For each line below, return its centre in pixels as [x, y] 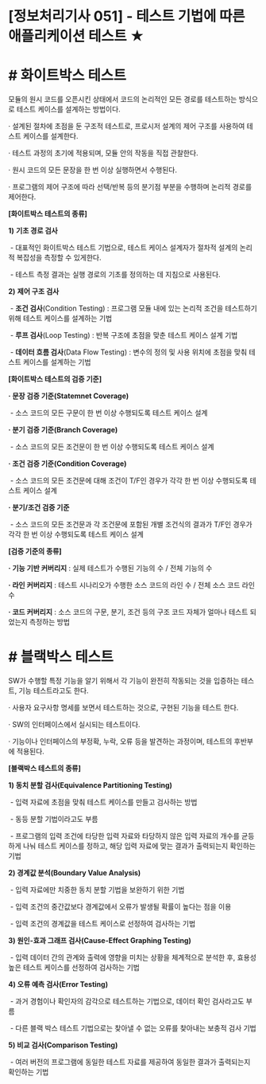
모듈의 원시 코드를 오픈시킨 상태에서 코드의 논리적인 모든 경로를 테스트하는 [123, 100]
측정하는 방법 [49, 622]
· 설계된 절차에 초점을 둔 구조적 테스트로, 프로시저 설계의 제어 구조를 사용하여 [127, 126]
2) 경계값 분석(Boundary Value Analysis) [75, 873]
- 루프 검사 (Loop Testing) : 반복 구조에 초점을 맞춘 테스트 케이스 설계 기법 [124, 335]
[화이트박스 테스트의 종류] [48, 214]
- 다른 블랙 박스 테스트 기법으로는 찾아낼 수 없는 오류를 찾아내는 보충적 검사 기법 [133, 1028]
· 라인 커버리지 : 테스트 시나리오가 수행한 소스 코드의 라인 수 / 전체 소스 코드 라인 [132, 585]
